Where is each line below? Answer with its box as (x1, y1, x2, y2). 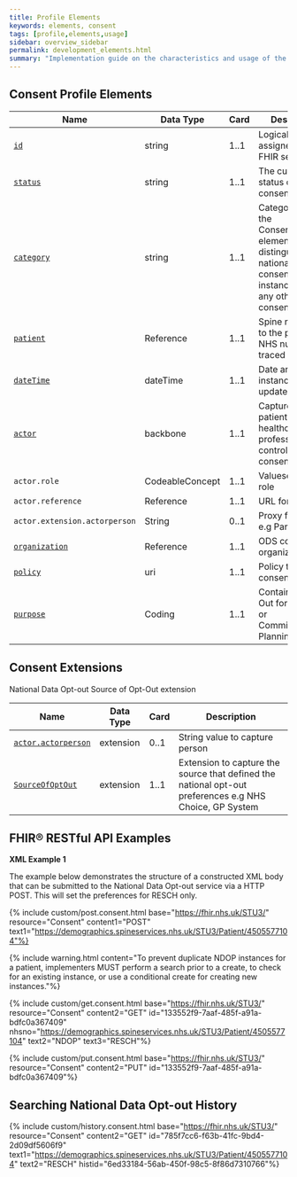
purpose (13, 609, 46, 619)
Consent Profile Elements (9, 87, 153, 102)
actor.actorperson (13, 737, 91, 747)
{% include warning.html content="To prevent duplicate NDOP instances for (9, 953, 286, 963)
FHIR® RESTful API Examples (9, 830, 171, 846)
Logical (258, 128, 289, 140)
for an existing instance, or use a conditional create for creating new (9, 971, 258, 982)
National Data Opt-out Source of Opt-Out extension (9, 683, 196, 694)
